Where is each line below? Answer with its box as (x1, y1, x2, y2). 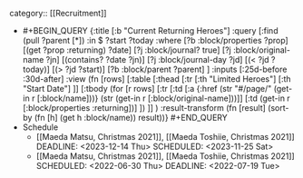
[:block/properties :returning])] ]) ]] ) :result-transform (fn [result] (22, 103, 266, 113)
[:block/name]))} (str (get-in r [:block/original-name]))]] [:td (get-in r (36, 93, 290, 104)
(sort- (267, 103, 289, 113)
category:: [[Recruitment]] (9, 8, 107, 18)
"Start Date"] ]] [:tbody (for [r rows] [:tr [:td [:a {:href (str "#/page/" (22, 84, 272, 94)
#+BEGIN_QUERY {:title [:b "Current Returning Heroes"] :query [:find (22, 25, 279, 35)
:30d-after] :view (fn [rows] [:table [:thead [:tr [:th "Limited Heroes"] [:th (22, 74, 292, 84)
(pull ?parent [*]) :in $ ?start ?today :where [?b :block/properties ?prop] (22, 35, 288, 45)
